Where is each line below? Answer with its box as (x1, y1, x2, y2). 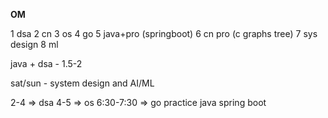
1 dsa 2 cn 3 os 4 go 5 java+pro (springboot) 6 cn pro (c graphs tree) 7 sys (10, 28, 318, 39)
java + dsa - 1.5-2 (10, 58, 83, 69)
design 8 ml (10, 39, 59, 50)
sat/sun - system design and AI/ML (10, 77, 155, 89)
